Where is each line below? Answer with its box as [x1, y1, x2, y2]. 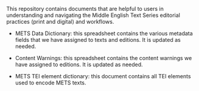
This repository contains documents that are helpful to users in [6, 5, 164, 12]
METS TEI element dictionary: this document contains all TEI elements [15, 73, 191, 79]
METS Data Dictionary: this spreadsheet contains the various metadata [15, 30, 193, 37]
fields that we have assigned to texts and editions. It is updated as [15, 36, 181, 43]
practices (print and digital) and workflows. [6, 18, 114, 25]
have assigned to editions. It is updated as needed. [15, 61, 143, 68]
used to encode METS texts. [15, 79, 86, 86]
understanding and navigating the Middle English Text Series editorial [6, 12, 181, 19]
